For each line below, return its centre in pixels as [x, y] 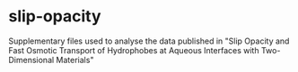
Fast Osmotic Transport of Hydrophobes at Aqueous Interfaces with [134, 50]
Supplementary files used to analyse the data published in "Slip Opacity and [149, 41]
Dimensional [31, 60]
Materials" [75, 60]
